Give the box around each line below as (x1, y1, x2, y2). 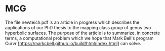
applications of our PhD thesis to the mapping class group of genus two (5, 24, 152, 30)
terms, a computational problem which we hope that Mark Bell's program (5, 35, 154, 41)
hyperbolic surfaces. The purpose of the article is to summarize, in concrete (5, 30, 160, 36)
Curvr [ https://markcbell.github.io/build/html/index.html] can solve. (5, 40, 142, 46)
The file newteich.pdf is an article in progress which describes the (5, 19, 140, 25)
